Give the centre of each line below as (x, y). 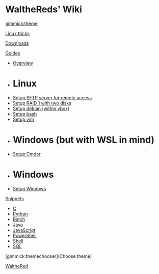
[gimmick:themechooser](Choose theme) (49, 256)
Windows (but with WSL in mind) (83, 140)
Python (20, 214)
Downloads (17, 43)
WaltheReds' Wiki (44, 9)
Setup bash (25, 114)
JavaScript (24, 230)
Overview (23, 63)
